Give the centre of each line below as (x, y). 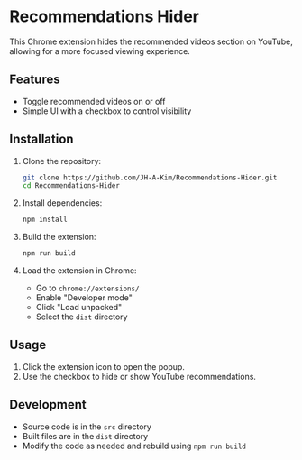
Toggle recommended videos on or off (94, 101)
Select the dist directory (82, 317)
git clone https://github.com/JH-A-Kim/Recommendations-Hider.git (150, 178)
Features (35, 80)
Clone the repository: (62, 161)
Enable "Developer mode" (84, 298)
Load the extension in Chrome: (79, 271)
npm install (45, 220)
